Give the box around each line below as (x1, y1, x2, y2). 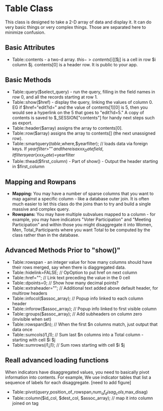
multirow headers (12, 290, 48, 296)
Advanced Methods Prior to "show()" (5, 246, 121, 254)
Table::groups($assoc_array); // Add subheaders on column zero (12, 311, 143, 317)
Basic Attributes (5, 43, 55, 52)
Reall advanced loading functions (5, 356, 109, 365)
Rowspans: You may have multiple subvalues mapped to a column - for (12, 211, 156, 217)
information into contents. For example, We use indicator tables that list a (5, 374, 152, 380)
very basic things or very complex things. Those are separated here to (5, 24, 146, 30)
